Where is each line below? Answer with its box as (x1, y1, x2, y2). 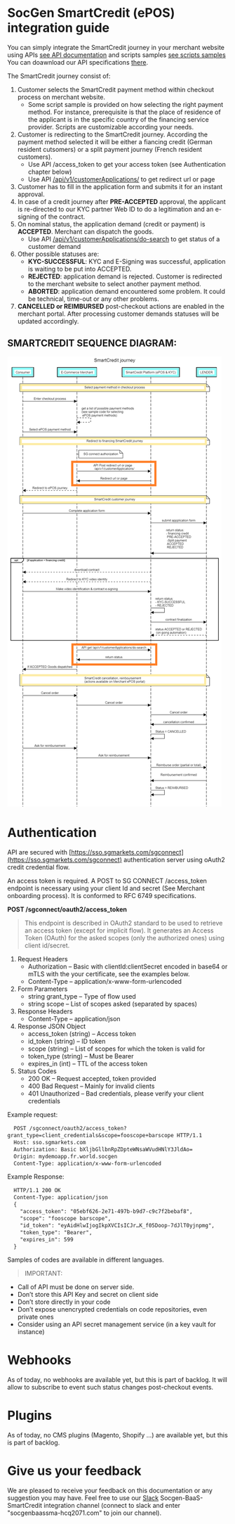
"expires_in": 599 (20, 1236, 74, 1243)
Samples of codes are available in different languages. (7, 1255, 165, 1264)
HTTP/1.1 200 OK (13, 1186, 61, 1193)
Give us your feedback (7, 1463, 142, 1478)
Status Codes (17, 1067, 58, 1075)
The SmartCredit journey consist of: (7, 72, 111, 80)
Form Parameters (17, 985, 68, 993)
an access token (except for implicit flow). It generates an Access (24, 926, 214, 935)
